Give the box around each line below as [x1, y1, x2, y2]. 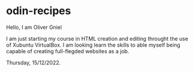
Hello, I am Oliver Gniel [6, 24, 62, 31]
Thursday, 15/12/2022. [6, 59, 61, 66]
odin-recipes [6, 4, 71, 18]
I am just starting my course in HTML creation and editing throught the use [6, 35, 189, 42]
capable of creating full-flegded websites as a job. [6, 47, 129, 54]
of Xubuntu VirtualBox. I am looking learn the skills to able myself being [6, 41, 181, 48]
